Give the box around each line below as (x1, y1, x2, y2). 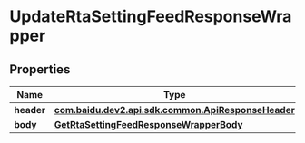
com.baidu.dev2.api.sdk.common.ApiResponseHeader (54, 104, 295, 116)
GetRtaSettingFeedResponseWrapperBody (54, 119, 243, 130)
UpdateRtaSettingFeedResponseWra (9, 6, 292, 27)
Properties (9, 62, 71, 77)
